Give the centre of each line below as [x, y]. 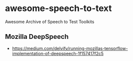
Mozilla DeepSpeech [37, 37]
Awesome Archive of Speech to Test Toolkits [50, 22]
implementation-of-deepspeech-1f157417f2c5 [58, 53]
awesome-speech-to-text [58, 8]
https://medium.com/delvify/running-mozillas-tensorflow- [70, 48]
